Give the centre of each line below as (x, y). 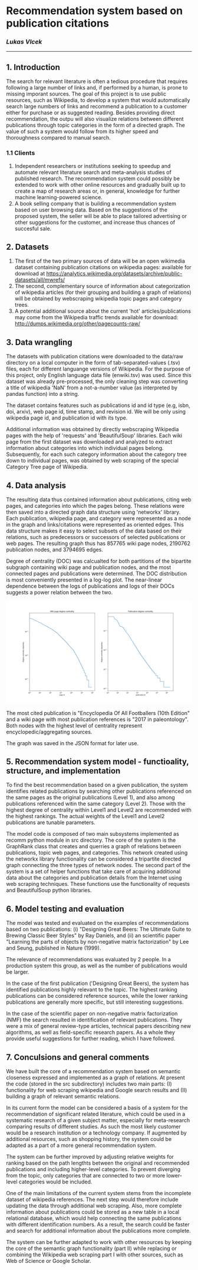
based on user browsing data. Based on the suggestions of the (91, 210)
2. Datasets (27, 247)
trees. (22, 305)
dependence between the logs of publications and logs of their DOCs (90, 586)
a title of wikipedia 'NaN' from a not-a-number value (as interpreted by (92, 388)
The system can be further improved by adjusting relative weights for (90, 1157)
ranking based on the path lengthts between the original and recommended (98, 1163)
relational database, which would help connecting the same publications (94, 1218)
